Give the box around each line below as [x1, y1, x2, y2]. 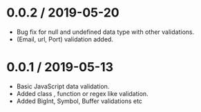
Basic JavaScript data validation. [16, 82, 110, 91]
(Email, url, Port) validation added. [16, 35, 113, 43]
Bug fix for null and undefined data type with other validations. [16, 28, 195, 36]
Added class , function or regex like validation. [16, 89, 149, 97]
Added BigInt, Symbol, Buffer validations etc [16, 97, 143, 105]
